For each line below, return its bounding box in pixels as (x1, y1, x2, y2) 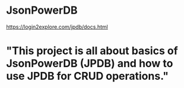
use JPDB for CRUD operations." (6, 70, 169, 83)
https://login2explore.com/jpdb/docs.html (6, 23, 108, 30)
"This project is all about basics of (6, 44, 178, 58)
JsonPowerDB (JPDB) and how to (6, 57, 173, 70)
